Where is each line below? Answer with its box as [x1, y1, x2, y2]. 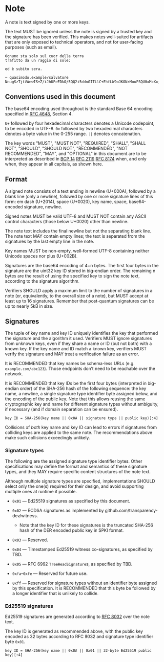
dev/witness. [12, 512, 38, 519]
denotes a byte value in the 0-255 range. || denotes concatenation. [5, 131, 142, 137]
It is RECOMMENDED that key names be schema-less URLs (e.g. [5, 361, 135, 366]
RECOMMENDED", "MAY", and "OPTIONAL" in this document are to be [5, 150, 146, 157]
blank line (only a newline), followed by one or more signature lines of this [5, 193, 153, 199]
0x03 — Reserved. [12, 537, 48, 543]
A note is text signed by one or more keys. [5, 19, 90, 25]
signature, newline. [24, 204, 62, 209]
